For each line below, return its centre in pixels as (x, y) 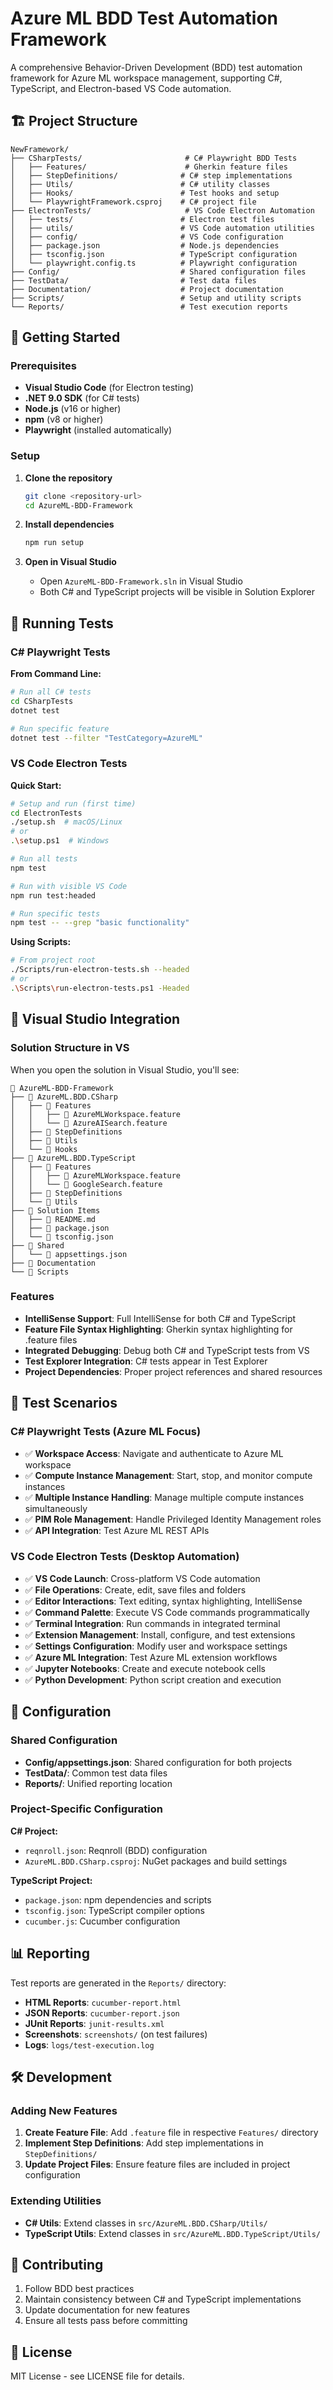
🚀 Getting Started (65, 337)
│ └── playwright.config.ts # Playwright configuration (154, 263)
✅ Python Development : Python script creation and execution (153, 1679)
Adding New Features (64, 2110)
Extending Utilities (56, 2201)
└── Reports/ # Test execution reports (149, 307)
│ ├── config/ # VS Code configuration (147, 237)
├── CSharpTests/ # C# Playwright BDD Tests (154, 158)
